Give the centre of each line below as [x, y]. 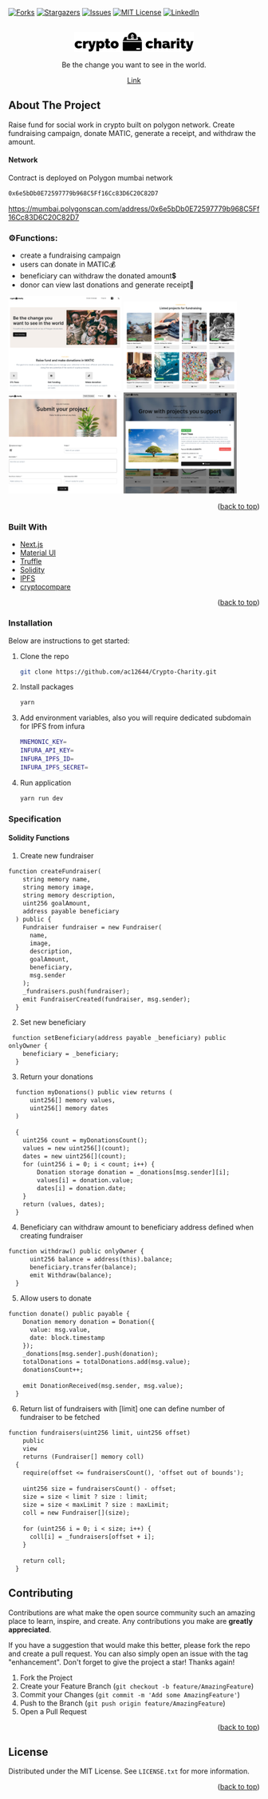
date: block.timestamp [67, 1337]
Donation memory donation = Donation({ [89, 1321]
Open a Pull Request [53, 1711]
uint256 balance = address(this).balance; [101, 1259]
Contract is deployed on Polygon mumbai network [91, 178]
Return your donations [56, 1077]
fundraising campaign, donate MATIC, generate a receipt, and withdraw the [132, 133]
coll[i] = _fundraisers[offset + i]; [92, 1537]
